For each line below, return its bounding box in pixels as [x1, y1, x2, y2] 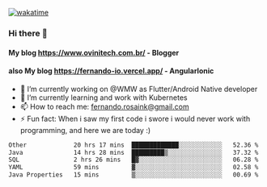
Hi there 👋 [8, 27, 49, 39]
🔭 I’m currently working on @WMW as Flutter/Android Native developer [19, 84, 258, 93]
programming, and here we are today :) [19, 125, 151, 135]
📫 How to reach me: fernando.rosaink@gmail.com [19, 102, 189, 111]
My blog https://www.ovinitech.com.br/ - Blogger [8, 48, 180, 57]
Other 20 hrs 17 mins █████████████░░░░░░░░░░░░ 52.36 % [8, 141, 259, 149]
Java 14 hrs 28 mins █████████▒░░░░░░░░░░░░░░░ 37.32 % [8, 148, 259, 156]
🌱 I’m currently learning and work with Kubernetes [19, 93, 188, 102]
